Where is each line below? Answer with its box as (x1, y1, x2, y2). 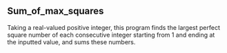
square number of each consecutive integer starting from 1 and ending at (7, 31, 215, 39)
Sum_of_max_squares (7, 5, 104, 17)
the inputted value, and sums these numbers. (7, 37, 136, 46)
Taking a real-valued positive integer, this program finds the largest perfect (7, 23, 221, 31)
